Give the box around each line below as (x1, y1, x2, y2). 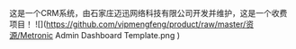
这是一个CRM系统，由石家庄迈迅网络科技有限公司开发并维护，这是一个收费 (9, 8, 288, 18)
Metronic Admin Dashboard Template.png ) (20, 30, 181, 40)
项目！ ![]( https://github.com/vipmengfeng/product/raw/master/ (9, 19, 247, 29)
